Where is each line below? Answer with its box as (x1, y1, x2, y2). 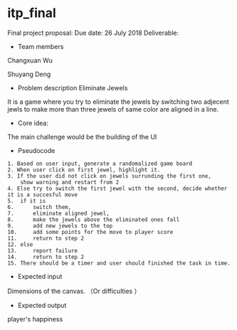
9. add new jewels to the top (7, 222, 113, 229)
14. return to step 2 (7, 253, 84, 260)
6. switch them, (7, 203, 72, 211)
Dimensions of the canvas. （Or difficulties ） (7, 287, 141, 295)
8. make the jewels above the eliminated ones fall (7, 215, 180, 223)
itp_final (7, 5, 57, 21)
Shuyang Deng (7, 70, 51, 78)
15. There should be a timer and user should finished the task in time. (7, 260, 231, 267)
